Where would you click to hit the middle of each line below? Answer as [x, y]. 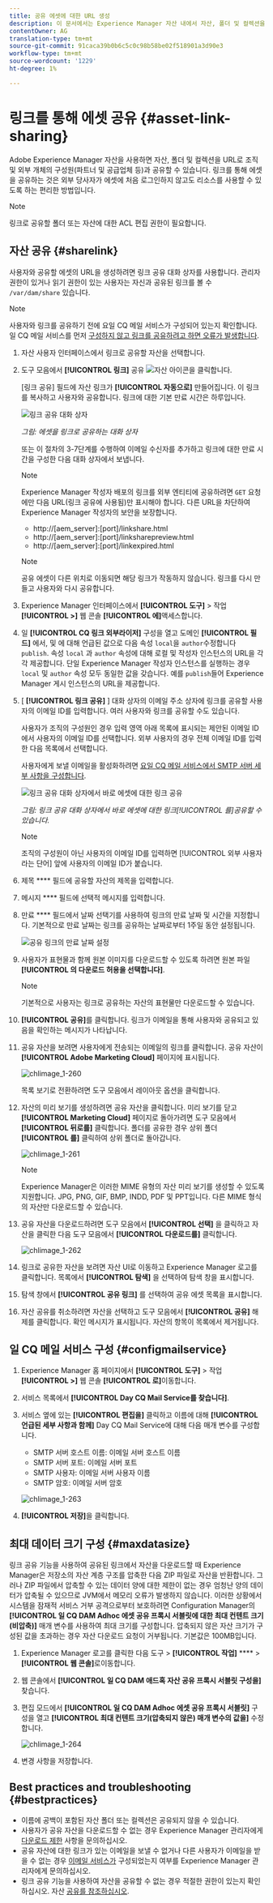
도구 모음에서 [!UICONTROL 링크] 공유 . [126, 370]
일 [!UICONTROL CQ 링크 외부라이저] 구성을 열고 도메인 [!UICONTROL [135, 632]
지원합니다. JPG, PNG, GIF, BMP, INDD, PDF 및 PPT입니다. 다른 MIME [134, 1196]
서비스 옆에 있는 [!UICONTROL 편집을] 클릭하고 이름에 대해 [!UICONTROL [139, 1415]
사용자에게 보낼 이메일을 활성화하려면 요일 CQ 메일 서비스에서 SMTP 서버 [137, 765]
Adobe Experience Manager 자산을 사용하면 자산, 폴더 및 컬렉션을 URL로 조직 [134, 160]
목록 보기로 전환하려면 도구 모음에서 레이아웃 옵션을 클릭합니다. [121, 1090]
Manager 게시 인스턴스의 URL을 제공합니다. [90, 683]
